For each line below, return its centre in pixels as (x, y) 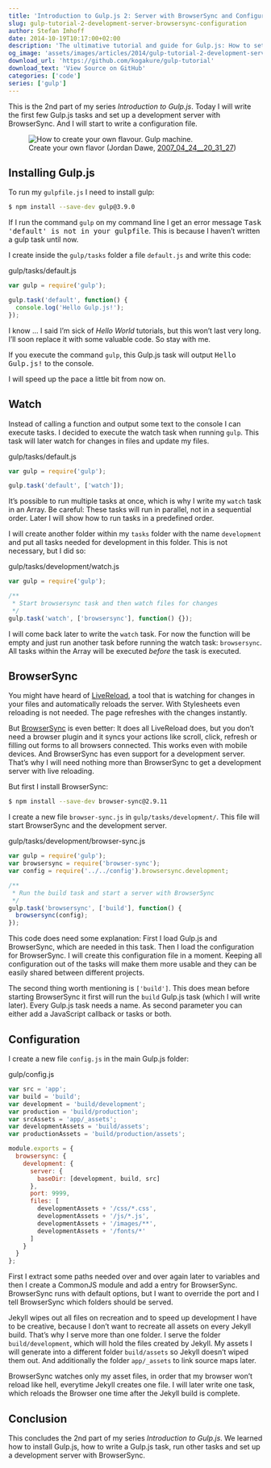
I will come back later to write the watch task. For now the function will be (129, 634)
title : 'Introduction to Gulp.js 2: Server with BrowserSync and (120, 16)
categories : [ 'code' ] (45, 76)
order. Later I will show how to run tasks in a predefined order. (111, 518)
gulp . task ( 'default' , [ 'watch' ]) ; (67, 486)
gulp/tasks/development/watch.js (64, 567)
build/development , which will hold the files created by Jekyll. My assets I (130, 1344)
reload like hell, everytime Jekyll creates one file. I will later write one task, (132, 1385)
